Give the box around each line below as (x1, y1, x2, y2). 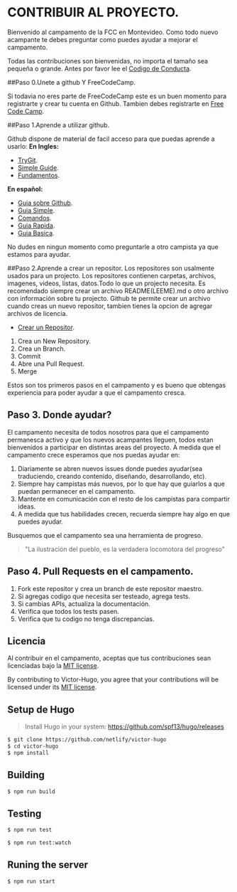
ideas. (17, 502, 36, 511)
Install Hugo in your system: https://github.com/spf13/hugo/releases (24, 723, 225, 731)
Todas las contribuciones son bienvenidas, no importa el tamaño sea (7, 56, 208, 65)
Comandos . (17, 213, 52, 222)
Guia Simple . (17, 206, 55, 214)
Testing (7, 807, 42, 819)
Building (7, 769, 45, 781)
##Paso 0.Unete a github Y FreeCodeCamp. (7, 78, 136, 86)
